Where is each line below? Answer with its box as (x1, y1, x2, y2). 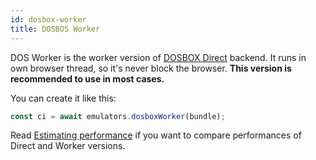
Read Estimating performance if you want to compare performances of (10, 129, 302, 141)
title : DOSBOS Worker (10, 24, 101, 34)
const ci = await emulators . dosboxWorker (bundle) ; (10, 111, 226, 121)
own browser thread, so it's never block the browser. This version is (10, 62, 292, 74)
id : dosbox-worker (10, 14, 87, 25)
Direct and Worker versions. (10, 140, 126, 152)
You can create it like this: (10, 92, 117, 104)
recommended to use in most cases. (10, 72, 165, 85)
